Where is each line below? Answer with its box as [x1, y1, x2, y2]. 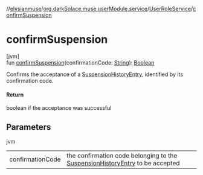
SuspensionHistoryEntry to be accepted [66, 159, 180, 167]
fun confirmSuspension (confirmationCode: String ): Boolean [6, 59, 155, 66]
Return [6, 91, 24, 98]
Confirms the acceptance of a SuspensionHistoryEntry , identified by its [6, 71, 183, 78]
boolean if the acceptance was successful [6, 104, 112, 112]
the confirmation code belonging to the [66, 151, 178, 159]
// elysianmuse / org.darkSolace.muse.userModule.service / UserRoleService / [6, 5, 193, 12]
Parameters [6, 122, 51, 132]
